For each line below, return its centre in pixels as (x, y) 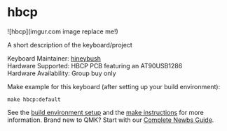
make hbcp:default (34, 99)
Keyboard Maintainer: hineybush (54, 58)
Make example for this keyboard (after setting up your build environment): (114, 86)
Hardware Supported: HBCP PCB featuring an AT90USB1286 (95, 65)
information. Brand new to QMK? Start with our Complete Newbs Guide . (111, 120)
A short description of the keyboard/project (70, 45)
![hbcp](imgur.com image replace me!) (63, 31)
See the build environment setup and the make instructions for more (106, 112)
